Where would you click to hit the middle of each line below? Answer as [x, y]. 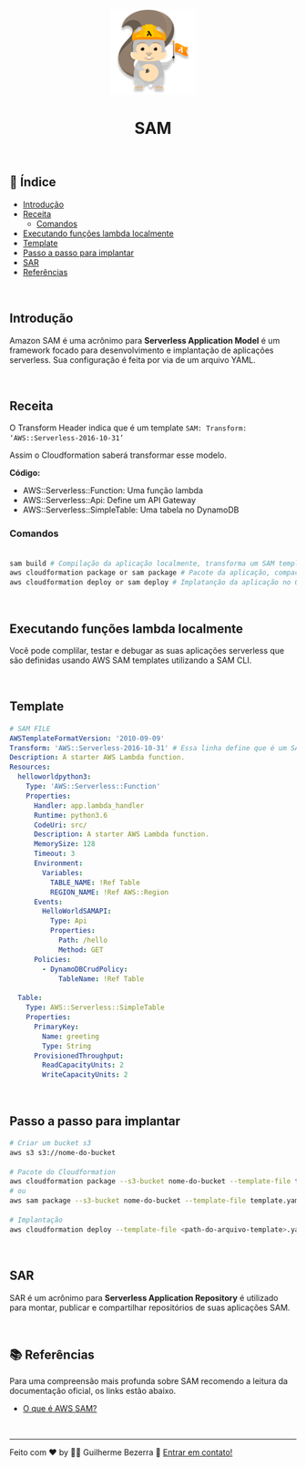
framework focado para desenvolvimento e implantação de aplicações [142, 350]
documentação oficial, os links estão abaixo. [93, 1391]
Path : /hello [82, 940]
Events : [48, 902]
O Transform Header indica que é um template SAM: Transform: [128, 428]
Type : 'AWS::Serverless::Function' [93, 787]
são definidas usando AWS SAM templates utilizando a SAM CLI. [131, 660]
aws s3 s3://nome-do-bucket [63, 1152]
